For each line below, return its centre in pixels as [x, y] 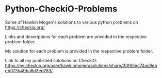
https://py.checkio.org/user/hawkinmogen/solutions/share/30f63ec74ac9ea [81, 65]
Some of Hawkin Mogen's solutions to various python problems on [72, 22]
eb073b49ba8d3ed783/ [29, 70]
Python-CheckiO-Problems [61, 9]
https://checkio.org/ [25, 27]
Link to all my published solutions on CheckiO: [51, 60]
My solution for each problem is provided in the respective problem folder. [79, 51]
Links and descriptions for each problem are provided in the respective [76, 37]
